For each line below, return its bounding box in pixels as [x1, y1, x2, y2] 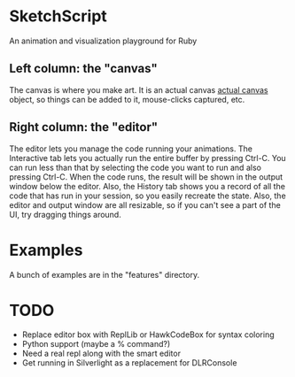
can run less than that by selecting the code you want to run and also [9, 162, 261, 173]
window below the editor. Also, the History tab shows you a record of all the [9, 181, 286, 191]
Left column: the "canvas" [9, 61, 158, 76]
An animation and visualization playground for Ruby [9, 35, 198, 46]
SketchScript [9, 6, 108, 27]
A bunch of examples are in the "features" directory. [9, 269, 200, 280]
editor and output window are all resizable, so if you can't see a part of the [9, 199, 281, 210]
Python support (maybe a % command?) [21, 339, 171, 350]
